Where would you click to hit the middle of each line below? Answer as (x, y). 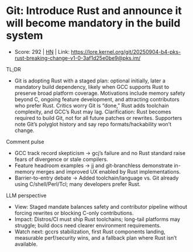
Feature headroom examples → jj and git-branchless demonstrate (94, 165)
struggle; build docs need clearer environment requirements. (88, 225)
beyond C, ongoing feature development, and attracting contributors (97, 99)
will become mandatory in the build (93, 23)
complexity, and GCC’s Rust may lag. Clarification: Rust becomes (93, 112)
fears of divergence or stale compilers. (61, 159)
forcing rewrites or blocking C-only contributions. (74, 213)
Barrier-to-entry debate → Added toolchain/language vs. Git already (96, 178)
